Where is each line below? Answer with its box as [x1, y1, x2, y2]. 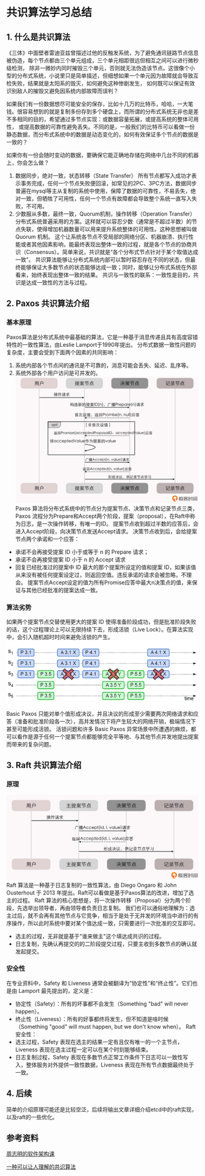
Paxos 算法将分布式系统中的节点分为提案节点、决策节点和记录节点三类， [15, 504, 198, 512]
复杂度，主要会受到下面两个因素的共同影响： [6, 349, 119, 356]
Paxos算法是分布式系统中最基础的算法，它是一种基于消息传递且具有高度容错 [6, 333, 198, 341]
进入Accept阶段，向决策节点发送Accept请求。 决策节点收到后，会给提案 [15, 528, 197, 535]
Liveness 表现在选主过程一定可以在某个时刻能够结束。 [15, 1045, 152, 1053]
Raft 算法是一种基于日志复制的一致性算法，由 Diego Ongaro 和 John [6, 881, 177, 888]
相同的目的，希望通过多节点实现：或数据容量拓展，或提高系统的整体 [16, 115, 188, 123]
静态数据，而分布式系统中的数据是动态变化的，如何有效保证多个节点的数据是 [6, 131, 199, 138]
